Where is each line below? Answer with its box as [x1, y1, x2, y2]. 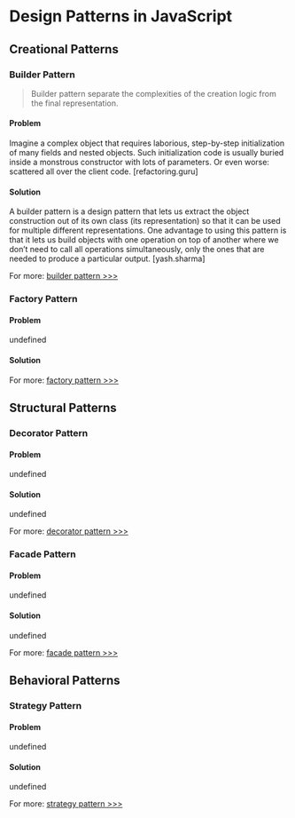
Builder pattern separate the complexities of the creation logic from [30, 88, 276, 99]
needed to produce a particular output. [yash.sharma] [9, 253, 206, 264]
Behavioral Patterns [9, 673, 121, 688]
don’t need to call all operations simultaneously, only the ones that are [9, 244, 265, 255]
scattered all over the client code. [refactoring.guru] [9, 166, 198, 177]
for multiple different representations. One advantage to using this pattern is [9, 225, 287, 236]
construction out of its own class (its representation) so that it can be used [9, 216, 281, 226]
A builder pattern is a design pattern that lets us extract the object [9, 206, 250, 217]
